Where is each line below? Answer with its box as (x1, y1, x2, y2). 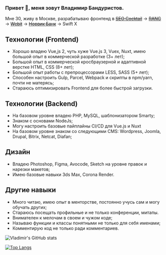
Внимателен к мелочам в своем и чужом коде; (12, 214, 112, 220)
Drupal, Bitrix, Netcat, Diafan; (12, 133, 72, 139)
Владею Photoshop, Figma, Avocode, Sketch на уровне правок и (12, 161, 147, 167)
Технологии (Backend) (5, 99, 78, 108)
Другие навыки (5, 186, 56, 194)
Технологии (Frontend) (5, 35, 79, 43)
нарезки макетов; (12, 166, 51, 172)
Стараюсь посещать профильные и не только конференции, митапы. (12, 210, 159, 215)
